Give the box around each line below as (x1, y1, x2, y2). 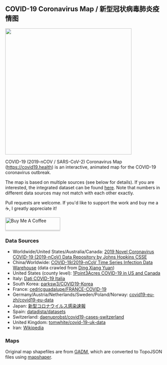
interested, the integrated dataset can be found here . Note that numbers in (5, 184, 160, 190)
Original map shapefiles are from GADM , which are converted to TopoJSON (5, 349, 162, 355)
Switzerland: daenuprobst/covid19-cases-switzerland (12, 314, 125, 320)
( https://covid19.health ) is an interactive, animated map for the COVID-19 (5, 164, 156, 170)
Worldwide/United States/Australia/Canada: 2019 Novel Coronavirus (12, 249, 154, 255)
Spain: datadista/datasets (12, 308, 66, 315)
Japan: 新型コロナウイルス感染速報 (12, 303, 86, 309)
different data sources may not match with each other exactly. (5, 190, 134, 196)
